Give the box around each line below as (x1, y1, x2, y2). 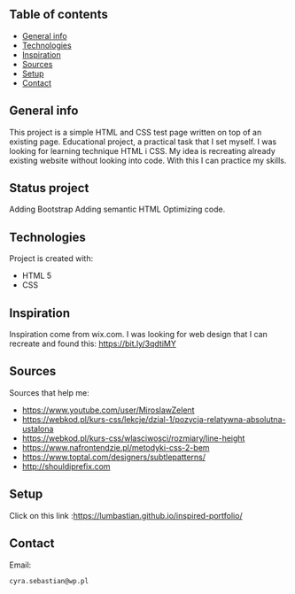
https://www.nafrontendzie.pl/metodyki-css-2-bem (21, 442, 210, 452)
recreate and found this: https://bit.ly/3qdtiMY (9, 338, 177, 349)
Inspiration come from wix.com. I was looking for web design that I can (9, 329, 268, 340)
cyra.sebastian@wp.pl (9, 576, 89, 585)
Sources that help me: (9, 387, 90, 397)
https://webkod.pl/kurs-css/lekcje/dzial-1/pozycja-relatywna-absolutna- (21, 413, 286, 424)
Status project (9, 181, 89, 196)
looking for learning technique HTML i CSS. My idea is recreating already (9, 145, 276, 156)
